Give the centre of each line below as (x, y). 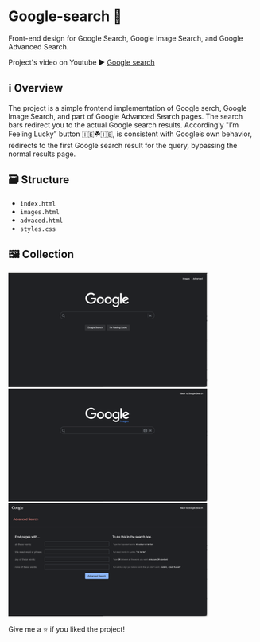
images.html (39, 212)
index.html (38, 204)
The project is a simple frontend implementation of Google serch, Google (128, 108)
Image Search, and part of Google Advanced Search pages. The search (126, 116)
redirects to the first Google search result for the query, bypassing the (123, 145)
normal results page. (42, 154)
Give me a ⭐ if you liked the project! (67, 629)
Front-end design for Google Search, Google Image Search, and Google (126, 38)
